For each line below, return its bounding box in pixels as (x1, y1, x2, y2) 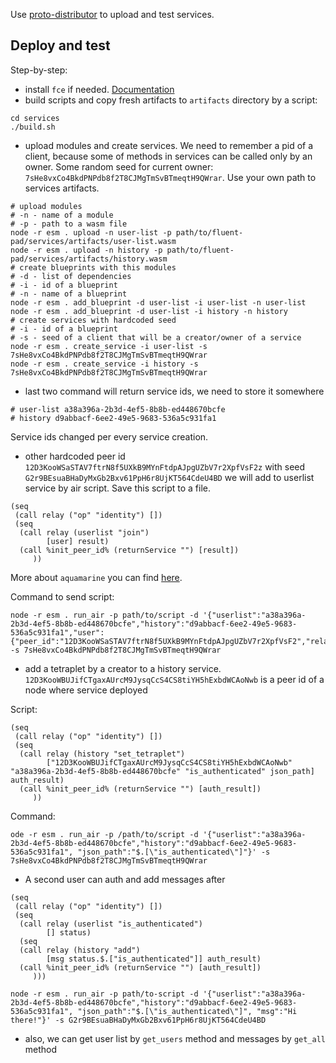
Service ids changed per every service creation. (10, 430, 209, 443)
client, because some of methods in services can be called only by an (24, 150, 313, 162)
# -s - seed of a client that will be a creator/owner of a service (10, 332, 302, 343)
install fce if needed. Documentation (24, 83, 175, 95)
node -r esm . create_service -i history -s (10, 359, 199, 369)
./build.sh (10, 122, 56, 132)
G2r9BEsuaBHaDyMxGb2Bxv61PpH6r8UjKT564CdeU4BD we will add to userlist (24, 471, 315, 483)
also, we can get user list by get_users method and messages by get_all (24, 1032, 326, 1044)
